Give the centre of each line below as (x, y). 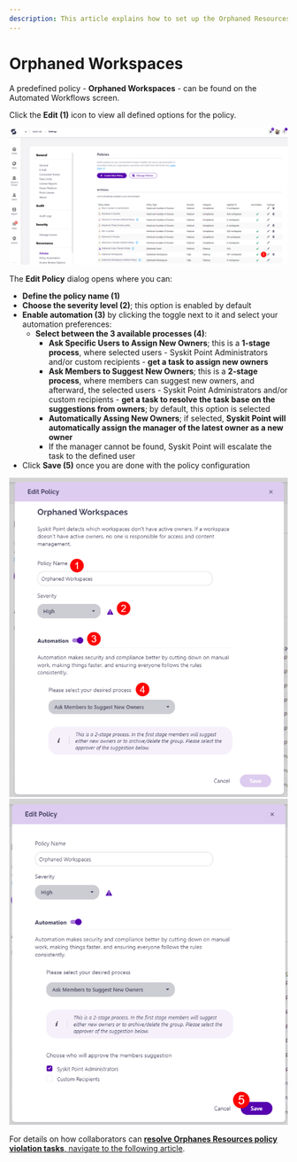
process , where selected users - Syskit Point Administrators (158, 352)
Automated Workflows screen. (65, 97)
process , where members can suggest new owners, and (151, 380)
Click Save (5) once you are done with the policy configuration (136, 465)
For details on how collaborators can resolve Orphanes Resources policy (144, 1139)
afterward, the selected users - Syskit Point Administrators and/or (168, 390)
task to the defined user (91, 455)
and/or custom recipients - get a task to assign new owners (158, 361)
